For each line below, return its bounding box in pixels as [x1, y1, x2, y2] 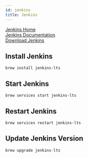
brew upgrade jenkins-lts [5, 148, 60, 153]
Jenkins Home [5, 26, 36, 32]
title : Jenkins [5, 12, 38, 17]
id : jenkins [5, 7, 31, 13]
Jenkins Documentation [5, 32, 55, 38]
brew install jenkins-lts [5, 65, 60, 71]
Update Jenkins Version [5, 134, 83, 143]
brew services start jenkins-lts [5, 93, 77, 98]
